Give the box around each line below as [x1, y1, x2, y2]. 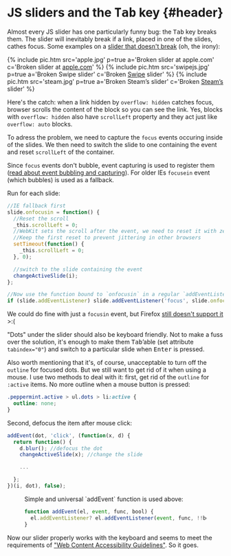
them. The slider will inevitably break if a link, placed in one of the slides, [7, 34, 213, 43]
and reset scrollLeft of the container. [7, 148, 115, 156]
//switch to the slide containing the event [13, 266, 143, 273]
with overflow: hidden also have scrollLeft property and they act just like [7, 112, 218, 121]
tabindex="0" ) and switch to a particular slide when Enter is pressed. [7, 345, 205, 353]
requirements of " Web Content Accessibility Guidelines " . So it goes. [7, 541, 199, 549]
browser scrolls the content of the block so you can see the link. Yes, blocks [7, 105, 223, 113]
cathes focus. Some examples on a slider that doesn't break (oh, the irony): [7, 42, 221, 50]
